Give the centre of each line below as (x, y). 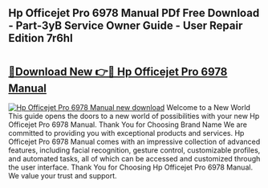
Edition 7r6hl (41, 38)
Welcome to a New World (209, 107)
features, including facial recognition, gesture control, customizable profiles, (134, 150)
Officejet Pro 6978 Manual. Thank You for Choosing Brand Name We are (128, 125)
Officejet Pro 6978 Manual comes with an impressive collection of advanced (134, 141)
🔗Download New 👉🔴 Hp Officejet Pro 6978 (118, 72)
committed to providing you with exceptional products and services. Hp (126, 133)
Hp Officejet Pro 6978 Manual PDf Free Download (134, 13)
